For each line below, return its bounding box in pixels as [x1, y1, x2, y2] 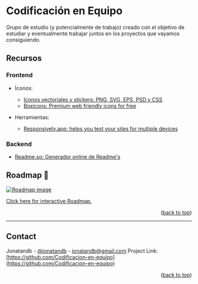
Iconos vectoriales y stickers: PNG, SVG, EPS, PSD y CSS [23, 96, 163, 103]
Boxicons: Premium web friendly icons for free [23, 102, 137, 109]
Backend [6, 140, 32, 148]
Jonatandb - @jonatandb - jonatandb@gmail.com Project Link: [6, 247, 158, 254]
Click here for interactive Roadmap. [6, 197, 93, 204]
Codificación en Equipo [6, 4, 123, 18]
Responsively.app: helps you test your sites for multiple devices [23, 125, 178, 132]
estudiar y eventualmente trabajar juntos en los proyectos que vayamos [6, 30, 180, 37]
